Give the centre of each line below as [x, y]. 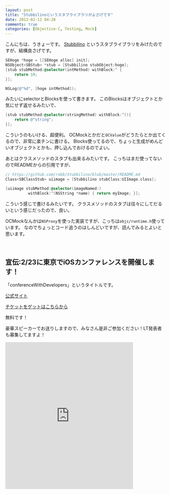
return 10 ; [26, 75]
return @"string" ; [34, 120]
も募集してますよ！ [25, 335]
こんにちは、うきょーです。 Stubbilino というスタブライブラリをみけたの [82, 44]
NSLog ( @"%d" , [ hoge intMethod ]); [41, 88]
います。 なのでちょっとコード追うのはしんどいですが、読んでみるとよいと [84, 227]
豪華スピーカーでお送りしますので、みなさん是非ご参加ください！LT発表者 [84, 328]
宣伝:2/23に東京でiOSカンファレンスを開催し [77, 262]
